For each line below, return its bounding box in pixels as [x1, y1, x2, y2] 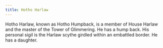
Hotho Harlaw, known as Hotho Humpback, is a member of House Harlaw [5, 21, 158, 27]
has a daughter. [5, 37, 38, 43]
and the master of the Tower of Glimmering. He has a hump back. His [5, 26, 149, 32]
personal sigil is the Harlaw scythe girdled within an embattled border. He [5, 31, 158, 37]
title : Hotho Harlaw [5, 7, 49, 12]
